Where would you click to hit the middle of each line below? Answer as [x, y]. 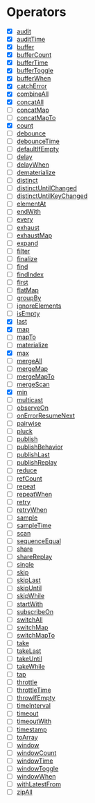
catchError [32, 86]
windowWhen [36, 776]
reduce [27, 470]
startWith [29, 604]
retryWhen [32, 510]
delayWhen [33, 165]
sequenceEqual [39, 541]
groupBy [29, 298]
